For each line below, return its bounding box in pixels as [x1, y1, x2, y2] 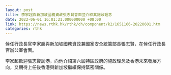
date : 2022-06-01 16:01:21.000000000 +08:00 [5, 17, 101, 22]
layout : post [5, 7, 33, 13]
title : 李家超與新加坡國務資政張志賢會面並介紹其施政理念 [5, 12, 112, 17]
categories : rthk [5, 26, 42, 31]
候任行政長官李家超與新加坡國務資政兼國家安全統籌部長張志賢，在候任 [5, 41, 153, 47]
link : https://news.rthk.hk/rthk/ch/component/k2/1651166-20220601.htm [5, 21, 160, 27]
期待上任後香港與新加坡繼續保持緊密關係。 [18, 64, 108, 70]
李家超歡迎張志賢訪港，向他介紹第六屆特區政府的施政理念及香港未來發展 [5, 58, 157, 64]
